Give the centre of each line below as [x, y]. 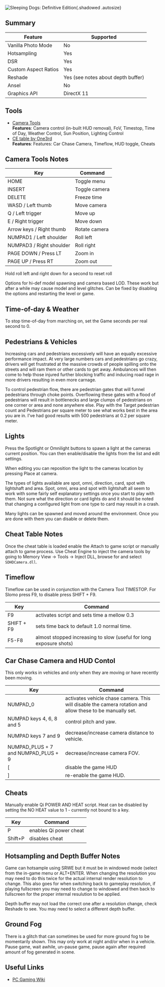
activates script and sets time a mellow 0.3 [85, 615]
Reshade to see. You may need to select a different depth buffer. [70, 909]
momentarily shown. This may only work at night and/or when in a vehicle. [80, 941]
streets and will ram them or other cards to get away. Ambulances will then [81, 369]
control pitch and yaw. [91, 722]
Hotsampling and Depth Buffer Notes [63, 856]
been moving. [19, 678]
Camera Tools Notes [37, 159]
